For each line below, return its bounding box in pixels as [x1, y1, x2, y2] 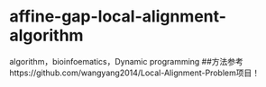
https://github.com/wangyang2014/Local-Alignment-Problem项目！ [9, 67, 260, 78]
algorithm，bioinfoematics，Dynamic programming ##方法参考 [9, 56, 243, 66]
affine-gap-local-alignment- [9, 6, 227, 27]
